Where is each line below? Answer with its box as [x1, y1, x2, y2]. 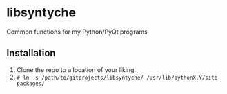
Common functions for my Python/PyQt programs [6, 27, 148, 36]
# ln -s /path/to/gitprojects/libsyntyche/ [16, 74, 144, 81]
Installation [6, 47, 56, 59]
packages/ [16, 80, 46, 87]
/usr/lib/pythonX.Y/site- [146, 74, 221, 81]
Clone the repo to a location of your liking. [16, 65, 136, 73]
